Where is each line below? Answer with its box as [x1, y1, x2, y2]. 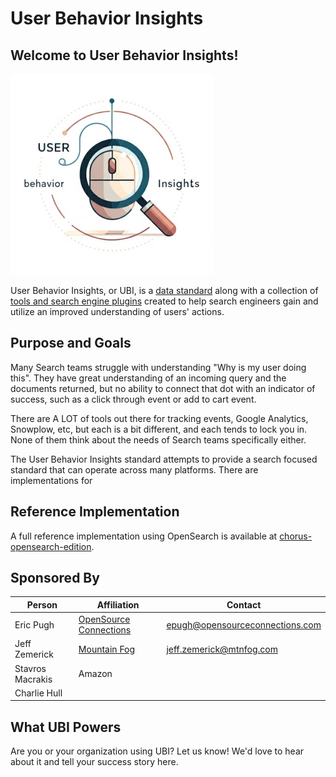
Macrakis [14, 673, 53, 685]
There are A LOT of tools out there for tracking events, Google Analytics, [10, 412, 309, 424]
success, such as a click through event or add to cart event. [10, 393, 257, 405]
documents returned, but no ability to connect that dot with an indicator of [10, 382, 316, 394]
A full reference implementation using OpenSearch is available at [10, 530, 278, 542]
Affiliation [96, 598, 140, 611]
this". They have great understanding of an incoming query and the [10, 372, 287, 384]
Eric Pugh [14, 618, 55, 631]
